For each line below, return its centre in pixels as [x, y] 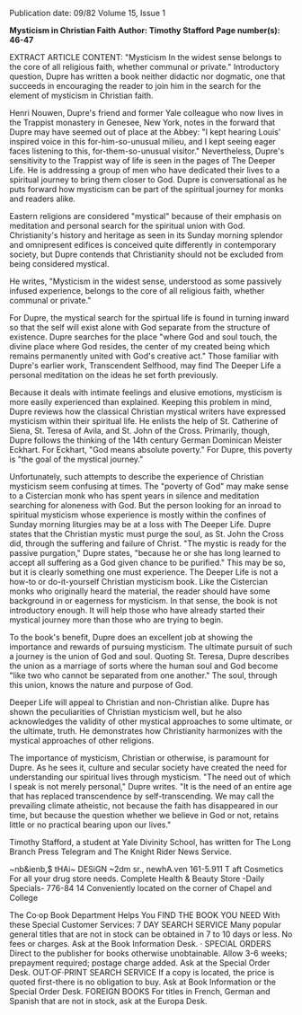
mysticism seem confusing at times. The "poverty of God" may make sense [149, 486]
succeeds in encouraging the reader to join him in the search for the [135, 86]
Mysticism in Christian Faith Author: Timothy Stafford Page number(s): [145, 30]
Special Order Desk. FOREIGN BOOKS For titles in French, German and [140, 991]
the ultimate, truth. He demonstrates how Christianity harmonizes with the [146, 731]
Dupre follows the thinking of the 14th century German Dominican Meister [146, 440]
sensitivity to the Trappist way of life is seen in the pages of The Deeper [142, 160]
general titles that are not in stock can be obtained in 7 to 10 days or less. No [151, 934]
